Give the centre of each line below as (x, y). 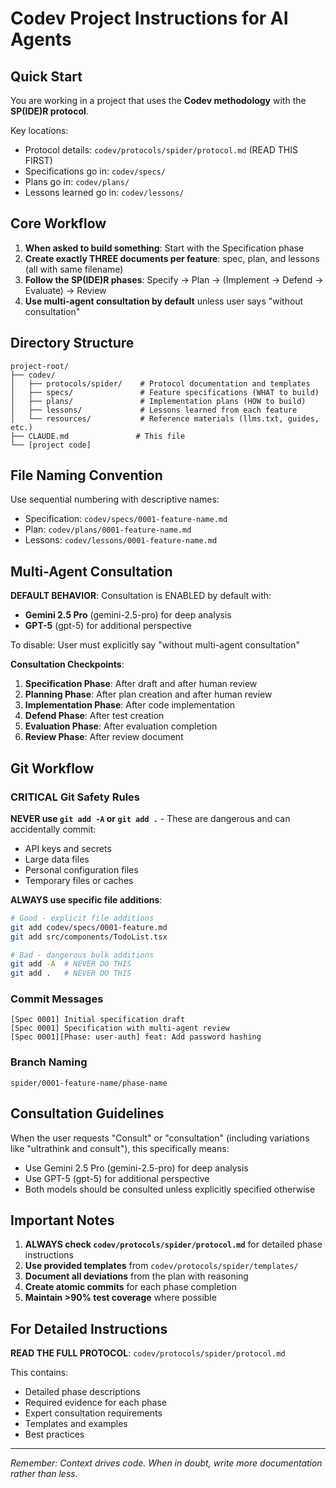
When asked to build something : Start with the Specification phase (164, 248)
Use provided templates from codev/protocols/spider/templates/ (161, 1266)
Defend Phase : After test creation (94, 716)
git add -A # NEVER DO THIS (71, 964)
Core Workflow (58, 223)
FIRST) (38, 160)
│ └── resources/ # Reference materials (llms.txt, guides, (165, 418)
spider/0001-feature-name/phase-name (89, 1083)
